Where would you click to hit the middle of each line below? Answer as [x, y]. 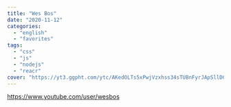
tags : [15, 45]
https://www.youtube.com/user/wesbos [64, 97]
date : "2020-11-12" [35, 20]
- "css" [24, 52]
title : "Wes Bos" [32, 13]
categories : [24, 26]
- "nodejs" [29, 64]
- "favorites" [33, 39]
